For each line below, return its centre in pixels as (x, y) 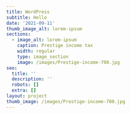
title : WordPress (28, 12)
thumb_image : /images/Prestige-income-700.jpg (66, 101)
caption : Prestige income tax (55, 46)
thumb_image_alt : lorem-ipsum (44, 29)
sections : (19, 34)
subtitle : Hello (27, 17)
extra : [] (24, 90)
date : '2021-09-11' (31, 23)
